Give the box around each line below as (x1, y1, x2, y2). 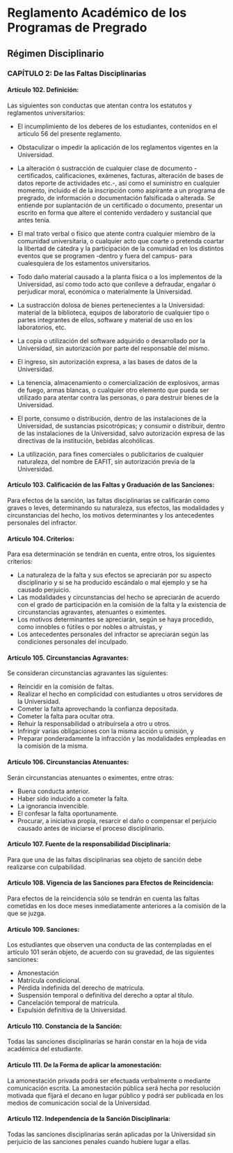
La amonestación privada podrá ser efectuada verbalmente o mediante (7, 1076, 211, 1085)
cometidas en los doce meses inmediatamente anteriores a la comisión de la (7, 901, 226, 910)
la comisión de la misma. (17, 741, 88, 751)
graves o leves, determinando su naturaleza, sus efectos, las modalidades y (7, 504, 225, 512)
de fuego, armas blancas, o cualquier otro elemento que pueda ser (17, 386, 209, 394)
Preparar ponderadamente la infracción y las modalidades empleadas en (17, 734, 226, 743)
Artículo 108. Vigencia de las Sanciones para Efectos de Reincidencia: (7, 879, 214, 887)
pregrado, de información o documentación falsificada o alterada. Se (17, 193, 216, 202)
